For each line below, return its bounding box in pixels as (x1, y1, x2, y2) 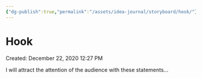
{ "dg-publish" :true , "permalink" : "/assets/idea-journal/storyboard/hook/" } (5, 8, 198, 15)
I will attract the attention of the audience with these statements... (5, 66, 169, 73)
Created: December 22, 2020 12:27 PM (5, 55, 103, 62)
